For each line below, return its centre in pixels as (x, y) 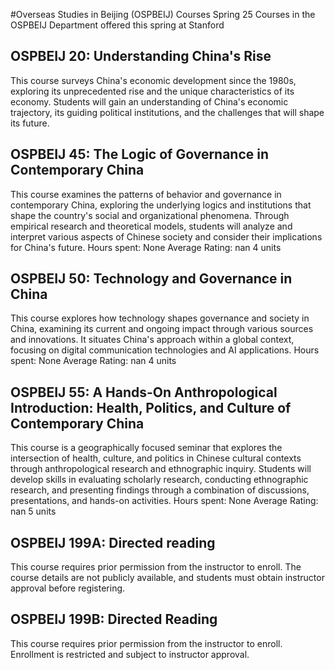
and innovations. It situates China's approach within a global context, (152, 340)
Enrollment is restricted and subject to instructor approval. (130, 654)
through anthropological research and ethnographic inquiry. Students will (161, 469)
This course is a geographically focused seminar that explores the (146, 448)
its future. (30, 123)
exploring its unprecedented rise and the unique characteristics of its (152, 91)
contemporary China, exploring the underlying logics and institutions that (161, 205)
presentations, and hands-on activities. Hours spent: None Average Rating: (164, 501)
